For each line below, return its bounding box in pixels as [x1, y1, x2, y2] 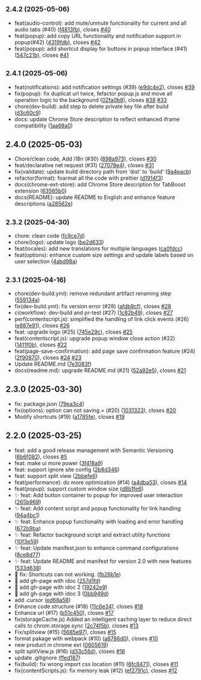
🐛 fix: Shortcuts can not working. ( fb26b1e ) [14, 570, 122, 578]
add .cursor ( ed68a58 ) [14, 596, 71, 603]
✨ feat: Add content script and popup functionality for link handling [14, 504, 181, 512]
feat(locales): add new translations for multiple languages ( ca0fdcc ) [14, 245, 183, 252]
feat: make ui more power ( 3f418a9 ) [14, 459, 104, 466]
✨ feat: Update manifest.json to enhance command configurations [14, 544, 179, 551]
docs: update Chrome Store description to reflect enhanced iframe [14, 115, 180, 122]
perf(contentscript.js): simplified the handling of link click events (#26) [14, 316, 190, 323]
